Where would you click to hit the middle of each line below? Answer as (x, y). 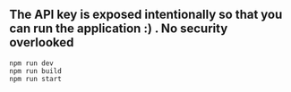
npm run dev (31, 63)
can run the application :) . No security (119, 29)
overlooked (42, 42)
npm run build (36, 71)
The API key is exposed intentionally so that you (146, 15)
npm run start (36, 79)
